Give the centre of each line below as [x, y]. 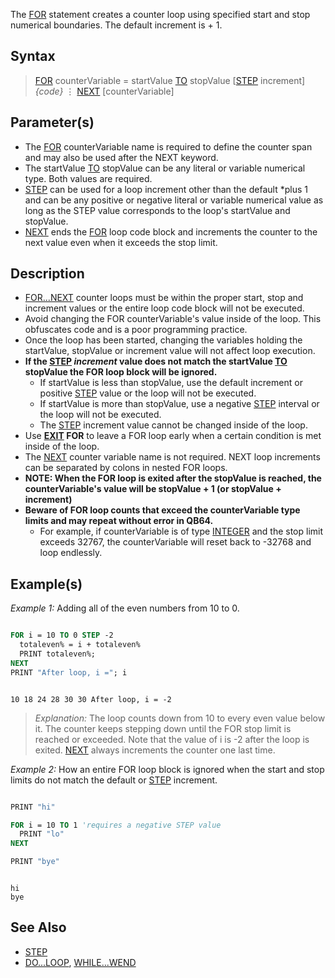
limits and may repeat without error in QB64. [119, 521]
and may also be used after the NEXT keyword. [121, 157]
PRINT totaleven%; [58, 654]
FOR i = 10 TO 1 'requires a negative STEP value [116, 825]
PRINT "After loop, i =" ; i [69, 672]
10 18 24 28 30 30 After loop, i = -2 [91, 699]
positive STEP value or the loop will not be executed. [148, 393]
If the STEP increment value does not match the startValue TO [156, 361]
